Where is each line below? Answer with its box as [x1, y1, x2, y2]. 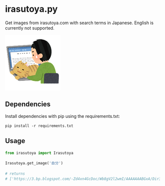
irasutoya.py [5, 3, 58, 15]
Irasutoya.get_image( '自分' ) [5, 161, 63, 166]
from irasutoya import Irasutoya [5, 150, 74, 155]
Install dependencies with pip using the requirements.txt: [5, 113, 120, 119]
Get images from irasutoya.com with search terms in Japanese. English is [5, 20, 154, 26]
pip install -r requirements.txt [5, 123, 74, 128]
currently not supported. [5, 25, 55, 31]
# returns [5, 171, 26, 176]
